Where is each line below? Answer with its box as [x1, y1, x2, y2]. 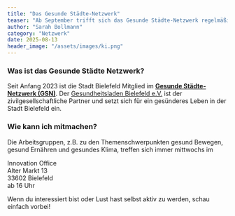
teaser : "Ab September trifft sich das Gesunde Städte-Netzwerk [7, 17, 199, 24]
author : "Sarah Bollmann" [7, 23, 83, 30]
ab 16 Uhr [7, 181, 35, 189]
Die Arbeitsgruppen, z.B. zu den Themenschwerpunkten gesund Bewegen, [7, 137, 224, 146]
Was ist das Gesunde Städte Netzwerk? [7, 66, 145, 76]
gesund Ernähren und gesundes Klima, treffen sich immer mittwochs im [7, 145, 213, 154]
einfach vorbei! [7, 202, 51, 210]
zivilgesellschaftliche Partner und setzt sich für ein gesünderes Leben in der [7, 97, 227, 105]
